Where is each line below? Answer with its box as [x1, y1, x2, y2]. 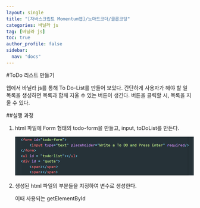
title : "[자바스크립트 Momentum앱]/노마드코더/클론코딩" [6, 15, 130, 22]
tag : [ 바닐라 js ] [6, 29, 46, 35]
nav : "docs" [11, 54, 42, 60]
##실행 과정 [6, 111, 34, 119]
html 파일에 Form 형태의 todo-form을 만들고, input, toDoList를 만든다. [14, 124, 180, 131]
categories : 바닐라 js [6, 22, 59, 28]
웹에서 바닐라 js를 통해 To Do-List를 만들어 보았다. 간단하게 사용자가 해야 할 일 [6, 84, 188, 91]
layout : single [6, 10, 44, 15]
